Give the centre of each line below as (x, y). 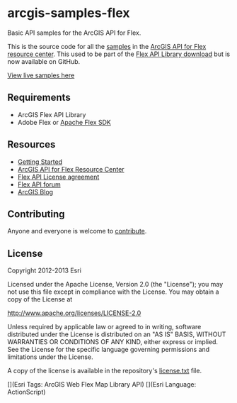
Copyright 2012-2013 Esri (44, 270)
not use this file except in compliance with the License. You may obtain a (113, 292)
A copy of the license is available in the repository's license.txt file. (105, 371)
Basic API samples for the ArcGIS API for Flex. (74, 33)
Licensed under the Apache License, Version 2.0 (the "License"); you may (115, 285)
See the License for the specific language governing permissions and (109, 350)
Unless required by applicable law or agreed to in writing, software (104, 327)
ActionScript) (27, 392)
